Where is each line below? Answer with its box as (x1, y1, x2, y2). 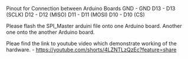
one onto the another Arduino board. (6, 29, 95, 36)
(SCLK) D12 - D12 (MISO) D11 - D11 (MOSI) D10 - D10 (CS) (6, 11, 146, 18)
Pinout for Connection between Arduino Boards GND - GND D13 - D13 (6, 5, 176, 12)
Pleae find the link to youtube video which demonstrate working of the (6, 40, 177, 47)
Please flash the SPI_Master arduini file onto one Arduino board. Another (6, 23, 182, 29)
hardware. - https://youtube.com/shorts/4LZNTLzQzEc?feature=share (6, 46, 177, 53)
